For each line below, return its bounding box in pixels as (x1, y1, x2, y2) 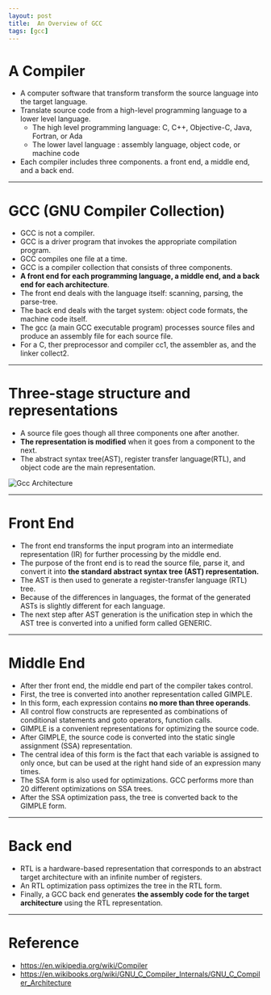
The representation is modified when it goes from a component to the (19, 437, 256, 447)
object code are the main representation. (19, 462, 156, 473)
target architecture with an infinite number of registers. (19, 872, 203, 882)
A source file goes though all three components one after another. (19, 428, 240, 438)
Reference (8, 934, 79, 952)
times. (19, 767, 41, 777)
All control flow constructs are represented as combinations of (19, 706, 228, 716)
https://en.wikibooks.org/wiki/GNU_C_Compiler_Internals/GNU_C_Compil (19, 969, 261, 979)
